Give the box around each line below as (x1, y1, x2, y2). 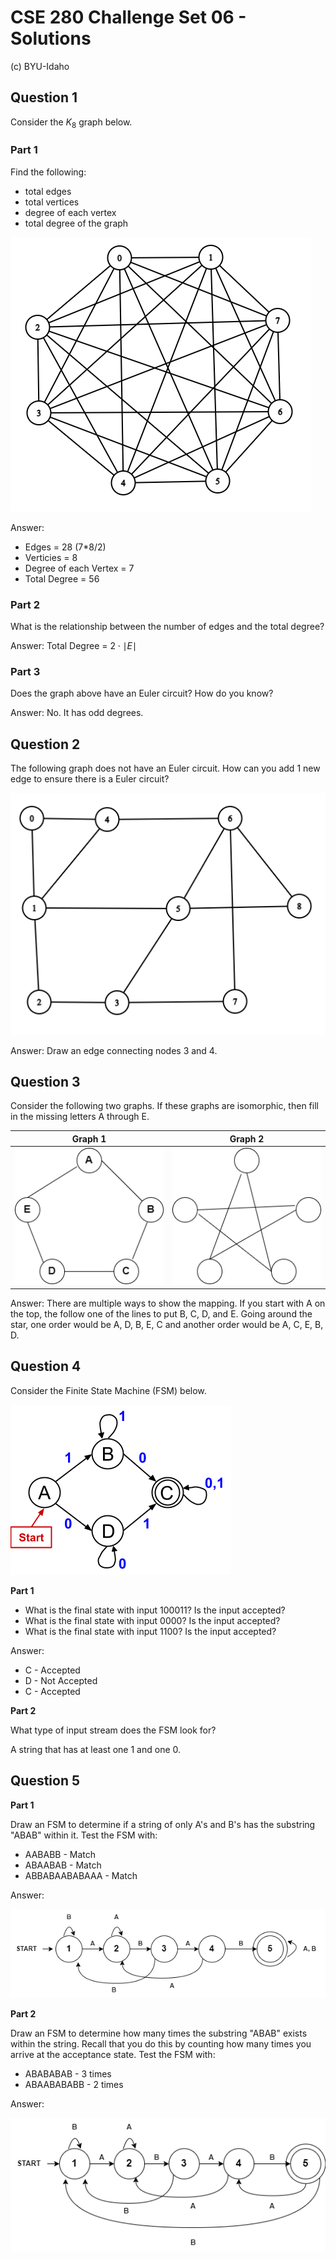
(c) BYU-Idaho (10, 60, 70, 72)
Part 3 (10, 665, 41, 679)
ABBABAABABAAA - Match (24, 1869, 138, 1881)
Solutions (10, 27, 92, 50)
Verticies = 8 (24, 551, 78, 563)
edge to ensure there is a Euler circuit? (10, 773, 170, 785)
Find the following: (10, 166, 87, 178)
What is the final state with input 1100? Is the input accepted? (24, 1625, 277, 1637)
